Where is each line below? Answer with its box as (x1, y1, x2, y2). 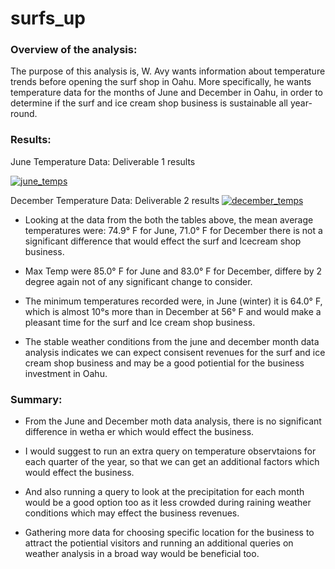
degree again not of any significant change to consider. (24, 275, 253, 287)
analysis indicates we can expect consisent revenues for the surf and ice (24, 346, 326, 358)
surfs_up (10, 7, 86, 30)
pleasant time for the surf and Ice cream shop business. (24, 316, 256, 328)
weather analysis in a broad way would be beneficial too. (24, 548, 260, 560)
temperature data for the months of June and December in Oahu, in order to (10, 87, 323, 99)
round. (10, 108, 38, 120)
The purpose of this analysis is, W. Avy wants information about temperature (10, 65, 326, 77)
